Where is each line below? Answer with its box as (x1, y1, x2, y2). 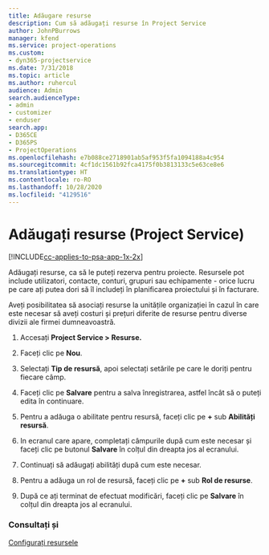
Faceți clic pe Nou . (19, 348, 83, 358)
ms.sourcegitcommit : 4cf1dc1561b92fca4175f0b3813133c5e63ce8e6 (8, 161, 225, 169)
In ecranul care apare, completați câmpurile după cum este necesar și (19, 435, 252, 445)
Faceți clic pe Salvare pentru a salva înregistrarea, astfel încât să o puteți (19, 387, 262, 397)
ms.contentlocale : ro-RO (8, 176, 92, 184)
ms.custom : (8, 49, 45, 57)
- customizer (8, 109, 52, 117)
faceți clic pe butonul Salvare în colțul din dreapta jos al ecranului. (19, 444, 239, 454)
